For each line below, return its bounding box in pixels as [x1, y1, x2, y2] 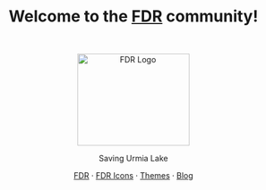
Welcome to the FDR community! [8, 6, 259, 27]
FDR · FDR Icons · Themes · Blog [73, 169, 193, 180]
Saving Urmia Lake [99, 153, 168, 163]
